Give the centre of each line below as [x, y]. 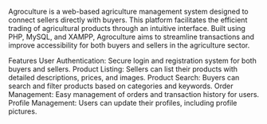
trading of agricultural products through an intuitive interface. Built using [127, 28]
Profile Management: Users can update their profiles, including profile [123, 103]
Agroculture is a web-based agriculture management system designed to [128, 12]
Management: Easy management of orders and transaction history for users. [134, 94]
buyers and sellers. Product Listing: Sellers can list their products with [123, 69]
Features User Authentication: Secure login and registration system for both [132, 60]
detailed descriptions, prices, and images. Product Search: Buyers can [124, 77]
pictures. [23, 111]
